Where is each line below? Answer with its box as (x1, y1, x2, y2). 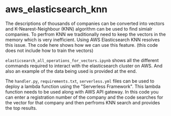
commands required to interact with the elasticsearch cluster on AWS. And (5, 63, 163, 69)
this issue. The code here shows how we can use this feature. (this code (5, 42, 158, 48)
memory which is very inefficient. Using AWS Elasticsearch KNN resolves (5, 37, 160, 43)
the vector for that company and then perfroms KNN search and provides (5, 99, 160, 105)
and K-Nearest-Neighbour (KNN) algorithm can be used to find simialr (5, 25, 153, 32)
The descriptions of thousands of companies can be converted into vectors (5, 20, 165, 26)
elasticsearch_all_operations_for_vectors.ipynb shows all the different (5, 57, 159, 63)
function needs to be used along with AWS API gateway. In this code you (5, 89, 159, 95)
